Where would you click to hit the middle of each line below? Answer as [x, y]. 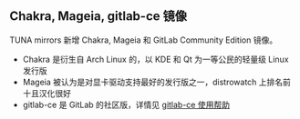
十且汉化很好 [47, 93]
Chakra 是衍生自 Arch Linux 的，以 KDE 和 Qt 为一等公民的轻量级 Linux [155, 59]
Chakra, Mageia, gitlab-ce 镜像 [98, 16]
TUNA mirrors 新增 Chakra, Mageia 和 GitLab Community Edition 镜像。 [144, 40]
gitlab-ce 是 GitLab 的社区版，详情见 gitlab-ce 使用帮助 [126, 104]
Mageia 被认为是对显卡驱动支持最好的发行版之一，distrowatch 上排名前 [157, 82]
